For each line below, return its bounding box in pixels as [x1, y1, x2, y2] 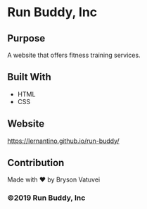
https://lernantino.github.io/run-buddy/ [7, 137, 120, 145]
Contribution [7, 157, 65, 169]
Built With [7, 71, 51, 83]
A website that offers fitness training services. [7, 51, 141, 59]
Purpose [7, 32, 46, 44]
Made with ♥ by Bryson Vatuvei [7, 175, 101, 184]
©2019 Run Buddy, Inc [7, 193, 86, 203]
